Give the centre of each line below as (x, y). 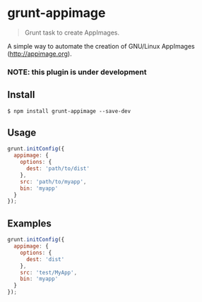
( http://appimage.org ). (40, 54)
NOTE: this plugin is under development (77, 72)
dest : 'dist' (45, 259)
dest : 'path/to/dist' (58, 169)
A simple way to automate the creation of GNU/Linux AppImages (101, 46)
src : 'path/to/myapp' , (53, 181)
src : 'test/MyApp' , (49, 272)
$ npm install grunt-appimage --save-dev (69, 111)
